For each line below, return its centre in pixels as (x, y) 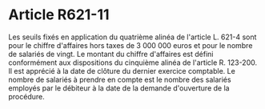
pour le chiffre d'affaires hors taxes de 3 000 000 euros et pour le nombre (130, 45)
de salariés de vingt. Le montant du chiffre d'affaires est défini (111, 54)
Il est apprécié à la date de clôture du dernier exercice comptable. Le (122, 71)
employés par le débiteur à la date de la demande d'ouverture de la (119, 88)
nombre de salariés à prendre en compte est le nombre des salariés (120, 79)
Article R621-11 (59, 15)
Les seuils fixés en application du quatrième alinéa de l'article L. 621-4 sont (132, 37)
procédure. (27, 96)
